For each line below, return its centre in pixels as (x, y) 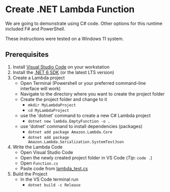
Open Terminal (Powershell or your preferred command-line (83, 83)
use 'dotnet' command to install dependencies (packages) (81, 126)
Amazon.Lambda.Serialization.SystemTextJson (76, 142)
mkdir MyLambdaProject (52, 105)
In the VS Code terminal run (49, 179)
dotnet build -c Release (54, 185)
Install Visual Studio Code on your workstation (61, 67)
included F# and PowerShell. (35, 28)
